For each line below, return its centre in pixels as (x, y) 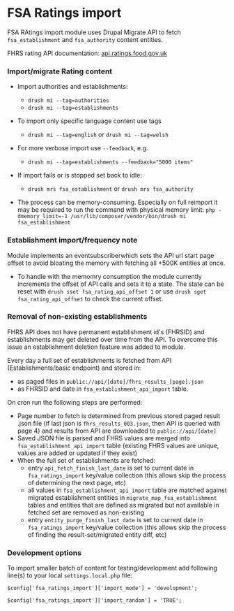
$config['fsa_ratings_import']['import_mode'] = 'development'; (102, 589)
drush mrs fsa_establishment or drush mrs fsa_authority (110, 189)
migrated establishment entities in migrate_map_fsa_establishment (122, 497)
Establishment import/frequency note (72, 240)
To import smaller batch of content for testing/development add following (112, 568)
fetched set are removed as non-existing (86, 512)
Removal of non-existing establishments (77, 317)
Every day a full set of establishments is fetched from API (89, 360)
